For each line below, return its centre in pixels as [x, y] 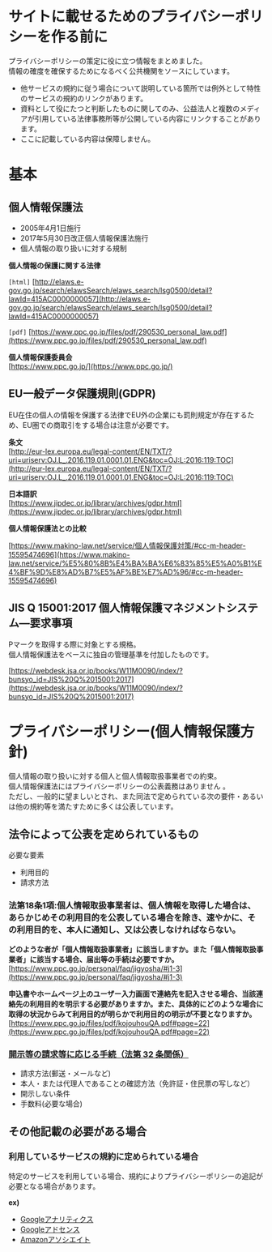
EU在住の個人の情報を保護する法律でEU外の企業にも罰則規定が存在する [128, 415]
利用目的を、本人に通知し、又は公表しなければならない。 [129, 930]
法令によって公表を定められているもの [104, 834]
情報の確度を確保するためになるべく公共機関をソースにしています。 [121, 71]
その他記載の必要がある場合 [78, 1132]
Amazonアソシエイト [55, 1239]
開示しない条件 [45, 1093]
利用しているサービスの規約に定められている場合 [104, 1157]
